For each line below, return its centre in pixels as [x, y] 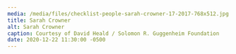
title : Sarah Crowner [39, 20]
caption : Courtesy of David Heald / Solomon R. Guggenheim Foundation [113, 33]
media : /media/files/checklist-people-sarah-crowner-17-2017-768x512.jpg [118, 14]
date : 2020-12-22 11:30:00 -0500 [57, 40]
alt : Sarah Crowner [36, 27]
